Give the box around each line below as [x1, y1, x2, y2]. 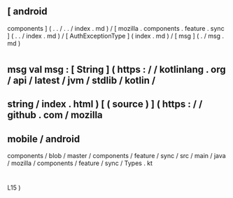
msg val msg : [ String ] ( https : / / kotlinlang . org [7, 64, 226, 76]
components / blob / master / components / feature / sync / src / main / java [7, 152, 226, 160]
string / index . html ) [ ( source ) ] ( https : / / [7, 98, 203, 111]
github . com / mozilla [7, 109, 103, 121]
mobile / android [7, 133, 80, 145]
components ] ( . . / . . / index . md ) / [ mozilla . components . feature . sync [7, 24, 225, 32]
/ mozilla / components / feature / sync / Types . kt [7, 159, 153, 167]
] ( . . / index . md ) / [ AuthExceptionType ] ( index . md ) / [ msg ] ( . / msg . [7, 31, 225, 40]
